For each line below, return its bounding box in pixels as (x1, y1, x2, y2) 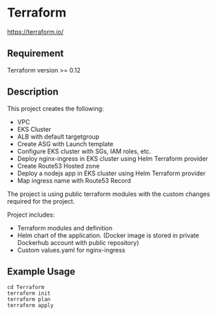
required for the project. (7, 197, 75, 205)
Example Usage (7, 266, 76, 277)
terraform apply (7, 302, 54, 309)
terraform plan (7, 296, 51, 303)
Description (7, 86, 59, 98)
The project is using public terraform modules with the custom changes (7, 190, 210, 198)
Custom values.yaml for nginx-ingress (17, 246, 125, 254)
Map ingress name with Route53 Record (17, 176, 132, 184)
